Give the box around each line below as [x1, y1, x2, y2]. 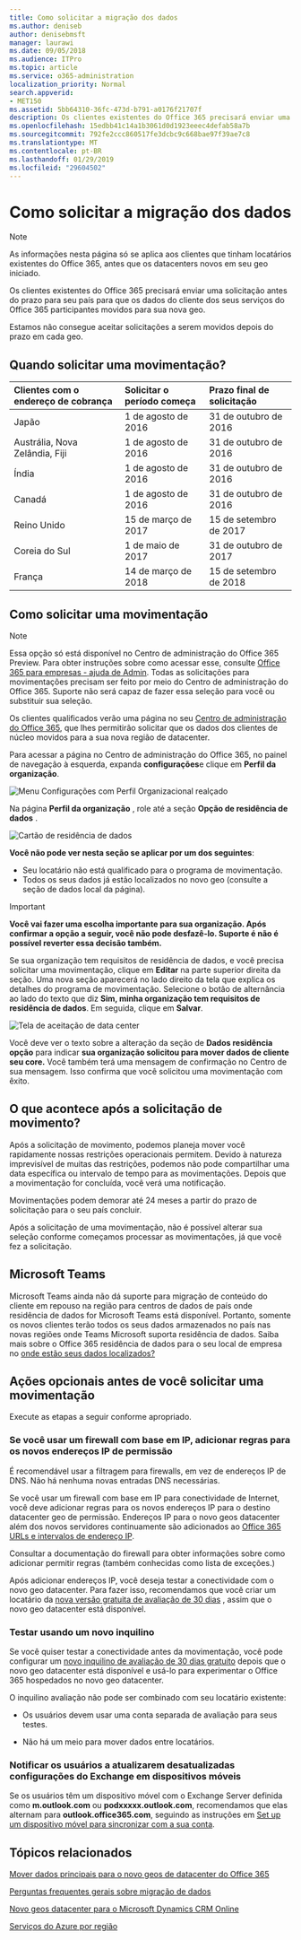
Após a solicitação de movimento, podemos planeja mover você [9, 1139, 245, 1150]
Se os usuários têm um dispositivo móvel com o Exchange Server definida [9, 1790, 283, 1801]
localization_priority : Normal [9, 80, 126, 89]
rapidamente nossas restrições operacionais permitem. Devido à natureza [9, 1149, 282, 1160]
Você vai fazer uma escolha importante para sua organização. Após [9, 918, 267, 929]
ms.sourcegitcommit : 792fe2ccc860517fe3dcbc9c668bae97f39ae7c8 [9, 130, 251, 139]
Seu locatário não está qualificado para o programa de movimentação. [21, 865, 283, 875]
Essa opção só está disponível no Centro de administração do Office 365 [9, 648, 279, 658]
